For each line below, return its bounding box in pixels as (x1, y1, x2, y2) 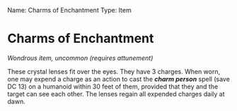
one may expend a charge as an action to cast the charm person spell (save (7, 74, 230, 83)
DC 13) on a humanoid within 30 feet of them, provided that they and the (7, 82, 219, 91)
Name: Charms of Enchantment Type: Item (7, 6, 132, 14)
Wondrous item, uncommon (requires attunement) (7, 53, 154, 62)
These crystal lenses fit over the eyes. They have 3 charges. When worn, (7, 67, 221, 76)
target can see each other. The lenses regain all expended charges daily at (7, 89, 225, 98)
